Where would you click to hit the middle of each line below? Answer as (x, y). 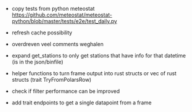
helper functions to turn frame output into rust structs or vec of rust (94, 73)
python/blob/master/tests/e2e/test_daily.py (64, 21)
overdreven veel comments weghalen (57, 44)
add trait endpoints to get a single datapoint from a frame (82, 103)
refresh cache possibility (42, 33)
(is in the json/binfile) (37, 62)
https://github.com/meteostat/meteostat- (62, 15)
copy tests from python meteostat (53, 9)
